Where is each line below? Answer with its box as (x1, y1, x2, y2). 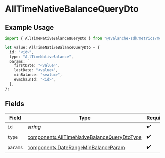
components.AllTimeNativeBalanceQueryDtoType (27, 134, 142, 141)
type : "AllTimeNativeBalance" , (9, 54, 74, 59)
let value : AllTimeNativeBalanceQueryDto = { (5, 45, 100, 50)
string (27, 124, 41, 130)
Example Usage (5, 23, 54, 32)
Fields (5, 100, 25, 108)
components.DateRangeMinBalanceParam (27, 144, 125, 151)
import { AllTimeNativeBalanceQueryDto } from (5, 36, 102, 41)
